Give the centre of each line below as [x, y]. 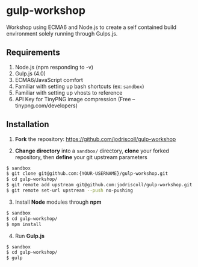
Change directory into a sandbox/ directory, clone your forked [92, 151]
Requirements [33, 53]
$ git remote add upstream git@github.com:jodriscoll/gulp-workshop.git [99, 185]
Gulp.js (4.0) [30, 74]
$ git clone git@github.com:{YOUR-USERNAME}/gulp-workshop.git [87, 174]
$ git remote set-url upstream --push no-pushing [70, 190]
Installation [28, 124]
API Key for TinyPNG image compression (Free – [75, 99]
